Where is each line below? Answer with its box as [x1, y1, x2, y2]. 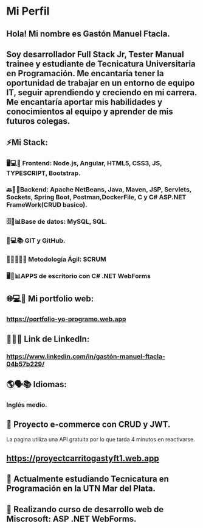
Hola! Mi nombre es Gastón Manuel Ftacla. [6, 29, 170, 39]
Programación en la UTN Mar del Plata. [6, 483, 156, 494]
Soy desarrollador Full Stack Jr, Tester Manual [6, 49, 184, 59]
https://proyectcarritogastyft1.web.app [6, 453, 159, 464]
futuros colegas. [6, 116, 71, 126]
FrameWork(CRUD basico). [6, 201, 88, 209]
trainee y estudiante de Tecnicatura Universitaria [6, 59, 196, 69]
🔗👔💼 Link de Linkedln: [6, 334, 90, 344]
